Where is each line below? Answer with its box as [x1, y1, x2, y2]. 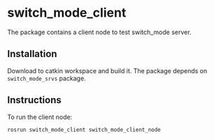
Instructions [7, 94, 62, 106]
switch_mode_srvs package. [7, 74, 86, 82]
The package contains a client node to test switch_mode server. [7, 28, 192, 36]
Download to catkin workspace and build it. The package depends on [7, 66, 208, 75]
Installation [7, 48, 57, 60]
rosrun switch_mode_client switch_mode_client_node [7, 126, 161, 133]
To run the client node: [7, 113, 73, 121]
